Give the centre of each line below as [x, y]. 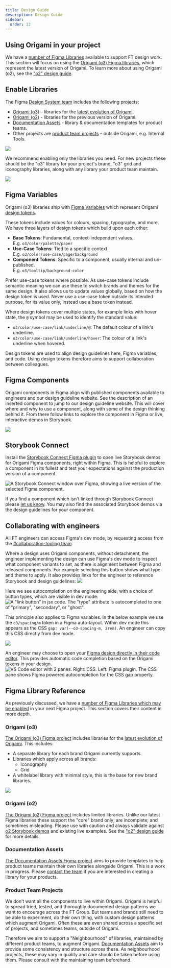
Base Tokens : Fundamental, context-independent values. [73, 237]
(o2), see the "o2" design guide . [39, 74]
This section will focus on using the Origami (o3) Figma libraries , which [80, 63]
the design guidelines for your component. [50, 510]
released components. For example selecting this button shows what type [83, 570]
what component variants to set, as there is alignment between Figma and [83, 564]
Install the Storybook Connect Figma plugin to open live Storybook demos [83, 457]
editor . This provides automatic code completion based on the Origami [79, 659]
